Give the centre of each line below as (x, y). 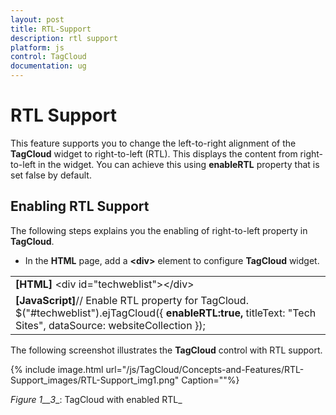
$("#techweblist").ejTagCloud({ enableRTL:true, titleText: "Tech (166, 313)
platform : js (37, 47)
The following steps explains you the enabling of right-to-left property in (159, 230)
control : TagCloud (48, 57)
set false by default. (51, 175)
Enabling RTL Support (80, 206)
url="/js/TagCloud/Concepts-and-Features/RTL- (205, 369)
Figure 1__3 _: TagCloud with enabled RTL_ (96, 399)
